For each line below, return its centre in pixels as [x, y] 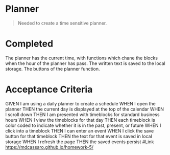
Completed [29, 44]
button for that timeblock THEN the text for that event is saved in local [79, 136]
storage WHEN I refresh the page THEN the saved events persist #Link [80, 142]
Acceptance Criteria [49, 90]
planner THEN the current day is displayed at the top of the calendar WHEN [85, 109]
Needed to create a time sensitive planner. [62, 23]
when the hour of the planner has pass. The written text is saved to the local [85, 63]
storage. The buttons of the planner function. [53, 69]
